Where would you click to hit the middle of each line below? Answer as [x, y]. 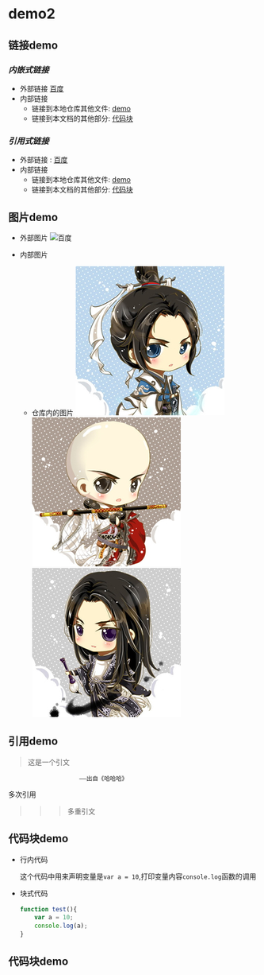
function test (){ [48, 909]
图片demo [33, 217]
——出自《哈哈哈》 [103, 779]
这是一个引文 [48, 762]
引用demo [33, 742]
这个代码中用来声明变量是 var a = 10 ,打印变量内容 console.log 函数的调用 [138, 876]
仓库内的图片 [52, 412]
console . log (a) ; [61, 926]
